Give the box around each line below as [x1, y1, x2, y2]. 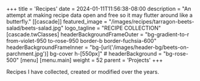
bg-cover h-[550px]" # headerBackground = [49, 50, 162, 57]
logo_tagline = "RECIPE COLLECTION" [65, 24, 162, 31]
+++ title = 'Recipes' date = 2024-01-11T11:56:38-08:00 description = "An [6, 5, 191, 12]
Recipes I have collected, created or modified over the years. [6, 68, 160, 75]
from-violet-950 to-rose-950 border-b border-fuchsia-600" [6, 37, 157, 44]
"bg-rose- [163, 50, 189, 57]
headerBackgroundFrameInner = [6, 44, 88, 51]
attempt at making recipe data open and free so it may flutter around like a [6, 11, 193, 19]
